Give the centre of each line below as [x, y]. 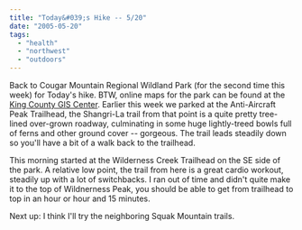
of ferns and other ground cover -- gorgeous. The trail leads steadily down [148, 133]
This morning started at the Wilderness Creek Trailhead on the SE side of [145, 160]
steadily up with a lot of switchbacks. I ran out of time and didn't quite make [150, 179]
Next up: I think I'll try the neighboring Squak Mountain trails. [122, 216]
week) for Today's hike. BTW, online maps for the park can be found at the [147, 95]
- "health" [38, 43]
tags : [19, 34]
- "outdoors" [42, 60]
